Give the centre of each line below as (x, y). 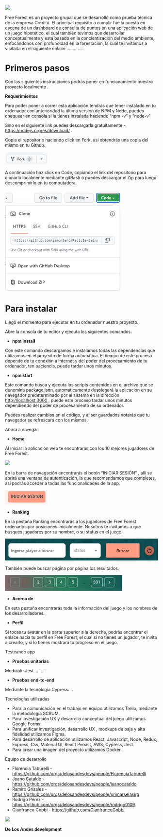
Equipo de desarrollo (26, 759)
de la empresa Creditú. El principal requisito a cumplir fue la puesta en (75, 23)
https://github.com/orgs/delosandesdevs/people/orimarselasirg (76, 794)
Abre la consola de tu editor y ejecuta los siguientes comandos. (68, 331)
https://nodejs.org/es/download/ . (39, 130)
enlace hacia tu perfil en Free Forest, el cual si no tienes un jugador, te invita (81, 637)
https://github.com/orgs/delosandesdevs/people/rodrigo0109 (73, 804)
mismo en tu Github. (25, 145)
